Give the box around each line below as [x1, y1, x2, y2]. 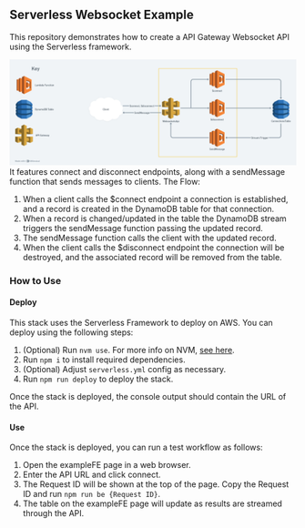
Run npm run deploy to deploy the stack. [22, 373, 174, 384]
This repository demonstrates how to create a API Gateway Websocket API [9, 31, 290, 42]
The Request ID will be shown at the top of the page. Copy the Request [22, 479, 290, 490]
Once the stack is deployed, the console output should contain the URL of [9, 391, 287, 401]
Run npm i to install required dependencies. [22, 354, 186, 365]
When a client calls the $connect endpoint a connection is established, [22, 193, 289, 204]
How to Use [9, 274, 62, 287]
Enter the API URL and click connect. [22, 469, 161, 481]
